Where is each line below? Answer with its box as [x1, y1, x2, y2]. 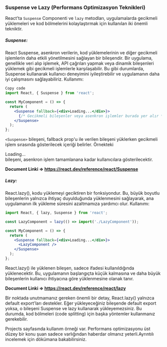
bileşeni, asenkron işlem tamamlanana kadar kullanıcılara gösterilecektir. [5, 156, 153, 163]
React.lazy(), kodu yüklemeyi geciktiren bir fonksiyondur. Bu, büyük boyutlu [5, 190, 160, 196]
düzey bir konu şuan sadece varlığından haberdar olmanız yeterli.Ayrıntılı [5, 331, 154, 337]
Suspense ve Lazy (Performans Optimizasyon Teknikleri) [5, 4, 146, 11]
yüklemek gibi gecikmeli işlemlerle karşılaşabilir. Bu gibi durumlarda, [5, 66, 145, 72]
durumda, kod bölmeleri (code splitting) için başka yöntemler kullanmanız [5, 311, 156, 317]
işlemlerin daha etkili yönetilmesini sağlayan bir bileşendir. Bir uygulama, [5, 55, 153, 61]
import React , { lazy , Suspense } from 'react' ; [5, 211, 108, 216]
